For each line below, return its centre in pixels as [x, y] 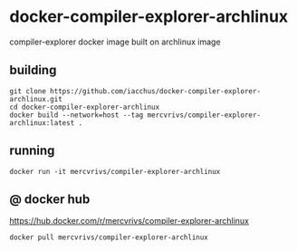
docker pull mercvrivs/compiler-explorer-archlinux [109, 237]
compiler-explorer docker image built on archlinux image [115, 42]
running [32, 151]
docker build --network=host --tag [77, 115]
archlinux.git [36, 99]
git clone [28, 91]
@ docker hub [50, 199]
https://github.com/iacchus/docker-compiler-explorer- [155, 91]
